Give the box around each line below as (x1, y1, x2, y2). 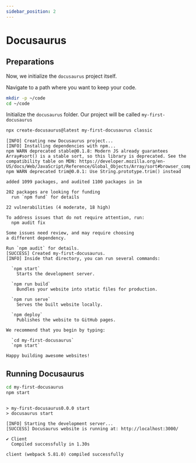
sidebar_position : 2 (6, 8, 57, 15)
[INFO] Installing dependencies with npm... (6, 143, 116, 149)
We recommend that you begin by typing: (6, 327, 106, 333)
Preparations (6, 57, 54, 67)
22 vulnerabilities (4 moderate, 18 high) (6, 205, 111, 210)
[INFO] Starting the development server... (6, 420, 114, 427)
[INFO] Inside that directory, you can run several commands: (6, 255, 160, 262)
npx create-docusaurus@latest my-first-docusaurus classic (6, 127, 153, 133)
